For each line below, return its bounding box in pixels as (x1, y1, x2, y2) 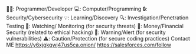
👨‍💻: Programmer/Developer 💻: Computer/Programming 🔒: (6, 5, 148, 12)
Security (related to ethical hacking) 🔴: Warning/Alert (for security (6, 29, 166, 36)
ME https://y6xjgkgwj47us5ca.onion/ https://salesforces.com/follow (6, 41, 171, 48)
